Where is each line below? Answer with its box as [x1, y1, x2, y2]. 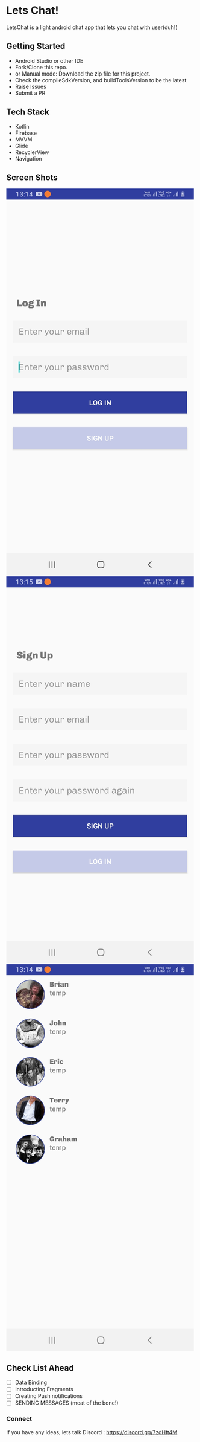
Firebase [14, 129, 37, 137]
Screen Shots [6, 172, 58, 182]
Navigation [14, 155, 42, 162]
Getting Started [6, 41, 66, 51]
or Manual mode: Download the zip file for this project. [14, 70, 151, 77]
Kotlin [14, 123, 30, 130]
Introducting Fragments [14, 1386, 73, 1393]
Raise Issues [14, 83, 46, 90]
